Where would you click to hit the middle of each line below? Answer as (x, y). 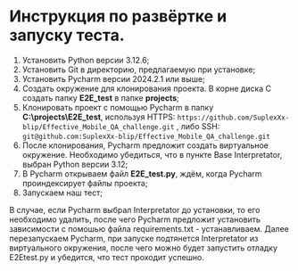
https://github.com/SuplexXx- (233, 118)
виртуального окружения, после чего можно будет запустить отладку (144, 248)
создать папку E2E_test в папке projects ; (101, 98)
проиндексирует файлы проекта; (85, 183)
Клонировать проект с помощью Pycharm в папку (118, 107)
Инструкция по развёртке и (118, 16)
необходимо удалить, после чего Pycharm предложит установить (135, 219)
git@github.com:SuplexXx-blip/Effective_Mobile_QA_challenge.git (146, 136)
